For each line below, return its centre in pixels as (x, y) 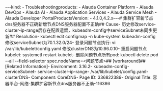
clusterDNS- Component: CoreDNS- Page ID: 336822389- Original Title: (79, 77)
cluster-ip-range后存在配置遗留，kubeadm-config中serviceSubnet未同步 (79, 30)
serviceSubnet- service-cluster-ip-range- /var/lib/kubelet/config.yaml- (77, 71)
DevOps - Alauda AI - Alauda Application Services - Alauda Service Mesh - (81, 12)
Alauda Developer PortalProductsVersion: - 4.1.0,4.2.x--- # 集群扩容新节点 (79, 18)
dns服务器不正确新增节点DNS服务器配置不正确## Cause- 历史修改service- (81, 24)
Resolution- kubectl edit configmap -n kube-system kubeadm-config (86, 36)
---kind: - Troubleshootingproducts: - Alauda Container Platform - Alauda (79, 7)
